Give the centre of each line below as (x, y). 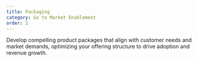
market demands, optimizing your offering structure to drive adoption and (98, 46)
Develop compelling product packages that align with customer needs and (99, 40)
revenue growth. (27, 53)
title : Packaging (28, 12)
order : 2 (17, 23)
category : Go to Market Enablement (51, 17)
